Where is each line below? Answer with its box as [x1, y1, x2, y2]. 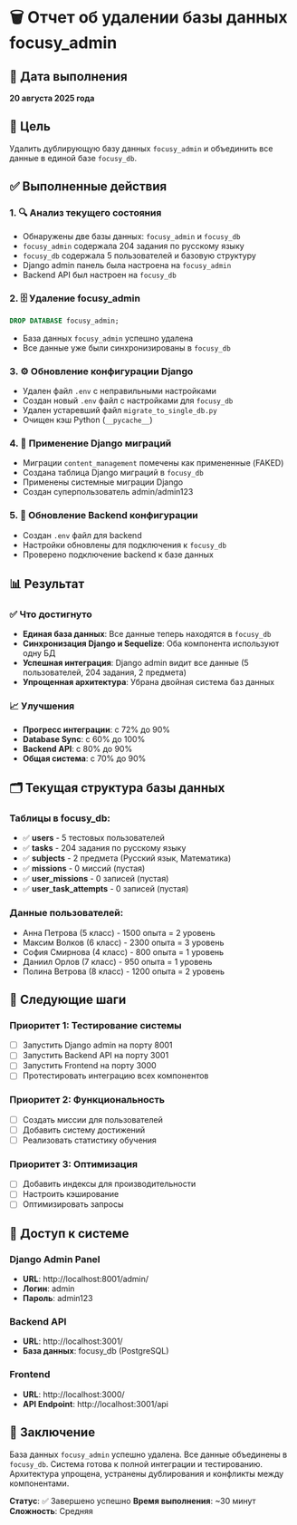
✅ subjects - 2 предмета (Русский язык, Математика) [22, 853, 232, 864]
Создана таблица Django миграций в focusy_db [22, 468, 204, 478]
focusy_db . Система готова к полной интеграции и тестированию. [9, 1458, 263, 1469]
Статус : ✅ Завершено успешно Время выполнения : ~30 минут [9, 1495, 256, 1506]
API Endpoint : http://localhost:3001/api [22, 1398, 169, 1409]
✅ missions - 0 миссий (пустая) [22, 863, 146, 874]
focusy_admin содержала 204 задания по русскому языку [22, 240, 244, 251]
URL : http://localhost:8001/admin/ [22, 1274, 149, 1285]
